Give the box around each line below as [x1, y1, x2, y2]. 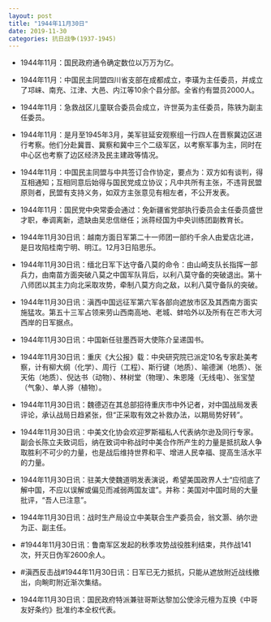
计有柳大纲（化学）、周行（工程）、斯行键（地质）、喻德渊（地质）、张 [34, 362, 262, 372]
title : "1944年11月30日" [8, 19, 89, 28]
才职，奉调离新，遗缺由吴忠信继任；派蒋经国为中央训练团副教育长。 [19, 215, 248, 225]
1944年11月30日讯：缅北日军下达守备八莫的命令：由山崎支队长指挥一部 [19, 260, 258, 270]
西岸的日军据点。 [19, 317, 78, 327]
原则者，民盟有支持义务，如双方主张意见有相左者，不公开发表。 [19, 188, 234, 197]
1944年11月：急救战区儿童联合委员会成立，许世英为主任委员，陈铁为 [19, 102, 249, 112]
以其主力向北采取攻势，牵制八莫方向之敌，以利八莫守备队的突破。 [41, 280, 262, 290]
